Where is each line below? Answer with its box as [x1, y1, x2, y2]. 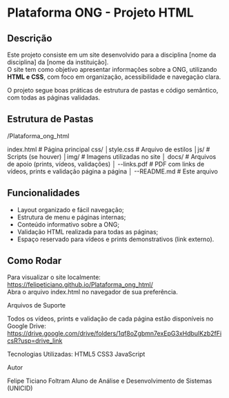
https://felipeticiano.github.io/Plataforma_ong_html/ [7, 281, 153, 289]
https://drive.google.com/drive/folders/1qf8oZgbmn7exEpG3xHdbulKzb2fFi [7, 330, 222, 338]
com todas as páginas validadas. [7, 93, 101, 102]
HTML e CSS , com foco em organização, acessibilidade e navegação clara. [7, 73, 221, 81]
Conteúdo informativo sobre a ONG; [17, 220, 120, 229]
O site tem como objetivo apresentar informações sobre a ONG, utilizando [7, 66, 217, 73]
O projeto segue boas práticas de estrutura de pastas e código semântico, [7, 86, 219, 94]
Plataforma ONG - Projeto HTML [7, 5, 195, 21]
